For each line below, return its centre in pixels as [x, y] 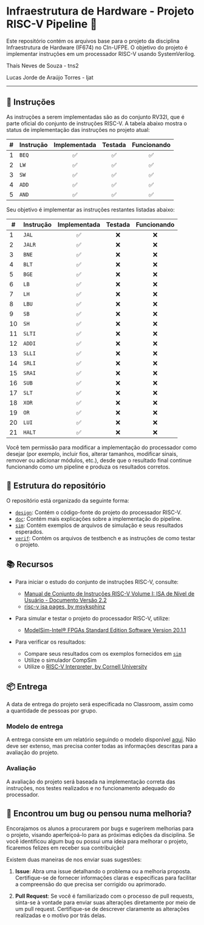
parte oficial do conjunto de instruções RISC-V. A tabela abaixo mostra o [97, 123]
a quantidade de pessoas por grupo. [52, 711]
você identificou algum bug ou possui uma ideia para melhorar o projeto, [97, 841]
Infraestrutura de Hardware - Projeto [100, 11]
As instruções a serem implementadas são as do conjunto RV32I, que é [96, 117]
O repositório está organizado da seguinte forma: [68, 500]
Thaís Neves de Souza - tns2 [42, 66]
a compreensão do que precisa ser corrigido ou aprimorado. [91, 884]
